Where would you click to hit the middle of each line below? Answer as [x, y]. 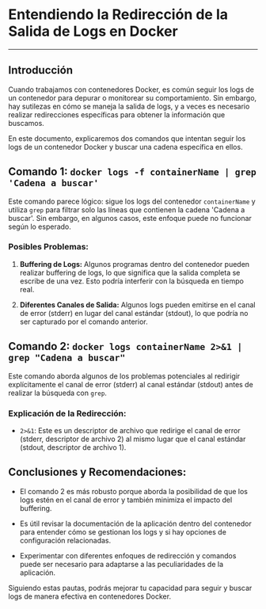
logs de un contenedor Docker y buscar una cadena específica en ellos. [125, 147]
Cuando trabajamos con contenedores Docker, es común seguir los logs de [131, 89]
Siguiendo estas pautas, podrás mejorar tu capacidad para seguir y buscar [130, 588]
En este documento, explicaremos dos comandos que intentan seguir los [127, 138]
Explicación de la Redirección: [67, 413]
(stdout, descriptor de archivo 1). [73, 447]
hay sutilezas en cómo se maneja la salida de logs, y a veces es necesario [129, 106]
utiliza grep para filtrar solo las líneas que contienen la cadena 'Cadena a [127, 209]
